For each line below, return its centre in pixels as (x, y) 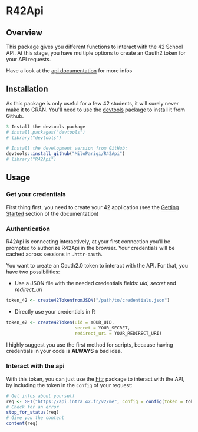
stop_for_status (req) (33, 413)
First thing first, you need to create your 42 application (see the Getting (93, 207)
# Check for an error (33, 407)
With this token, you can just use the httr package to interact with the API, (95, 379)
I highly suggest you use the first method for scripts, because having (90, 344)
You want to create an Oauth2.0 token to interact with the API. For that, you (97, 266)
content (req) (22, 423)
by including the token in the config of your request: (69, 385)
